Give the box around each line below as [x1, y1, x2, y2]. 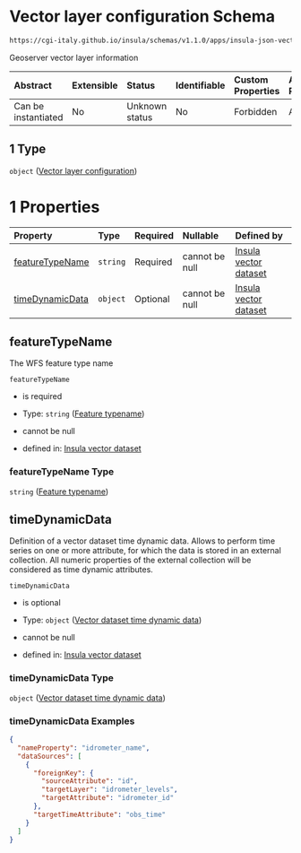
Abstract [13, 79, 52, 91]
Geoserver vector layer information [9, 52, 139, 63]
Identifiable [175, 79, 226, 91]
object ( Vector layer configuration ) [9, 165, 138, 176]
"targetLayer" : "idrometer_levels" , [41, 785, 178, 795]
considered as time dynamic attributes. [9, 564, 154, 575]
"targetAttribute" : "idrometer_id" [41, 794, 175, 803]
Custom [234, 74, 269, 86]
